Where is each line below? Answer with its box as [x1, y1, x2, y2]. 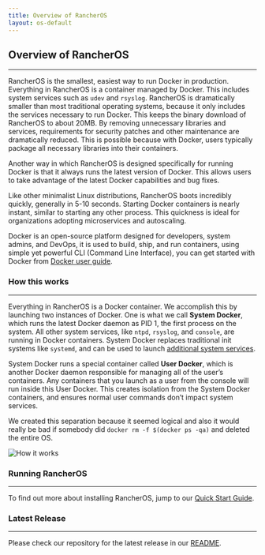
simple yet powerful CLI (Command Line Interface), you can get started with [8, 248, 256, 257]
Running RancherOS [8, 467, 88, 478]
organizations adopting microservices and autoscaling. [8, 216, 187, 226]
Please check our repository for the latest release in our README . [8, 538, 222, 548]
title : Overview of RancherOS [8, 11, 108, 20]
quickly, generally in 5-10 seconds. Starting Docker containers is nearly [8, 199, 241, 209]
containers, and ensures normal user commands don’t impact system [8, 392, 234, 402]
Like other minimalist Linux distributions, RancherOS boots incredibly [8, 191, 232, 201]
